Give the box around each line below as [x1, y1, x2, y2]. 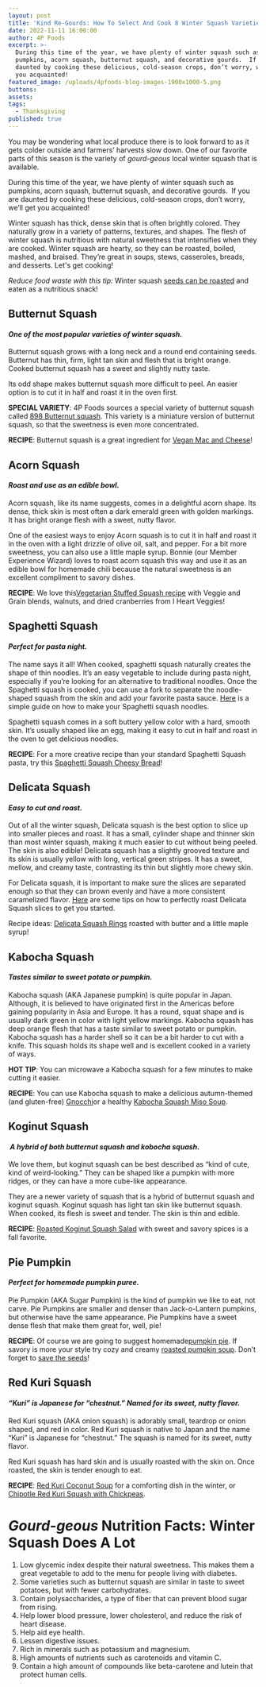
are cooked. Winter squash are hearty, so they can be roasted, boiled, [8, 243, 236, 253]
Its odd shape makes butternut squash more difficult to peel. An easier [8, 379, 238, 389]
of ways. [8, 1049, 36, 1059]
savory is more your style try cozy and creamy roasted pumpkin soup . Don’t [8, 1345, 256, 1354]
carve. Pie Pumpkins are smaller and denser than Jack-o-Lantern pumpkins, [8, 1304, 257, 1314]
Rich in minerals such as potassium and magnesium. [19, 1644, 192, 1654]
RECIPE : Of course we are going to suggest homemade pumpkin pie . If [8, 1336, 237, 1346]
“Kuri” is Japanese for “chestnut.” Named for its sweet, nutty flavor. [8, 1399, 240, 1408]
